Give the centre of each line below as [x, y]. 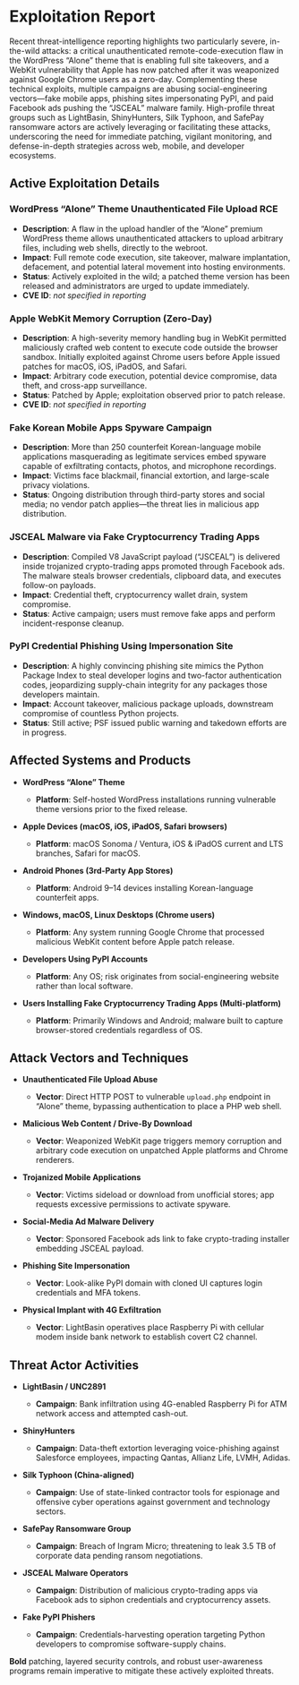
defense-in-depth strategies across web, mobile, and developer [127, 146]
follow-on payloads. [59, 585]
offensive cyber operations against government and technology [153, 1502]
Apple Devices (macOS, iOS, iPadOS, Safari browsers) [125, 826]
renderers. [55, 1160]
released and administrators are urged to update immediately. [136, 286]
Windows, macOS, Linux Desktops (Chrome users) [119, 914]
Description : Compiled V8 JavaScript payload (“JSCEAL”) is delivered [151, 556]
